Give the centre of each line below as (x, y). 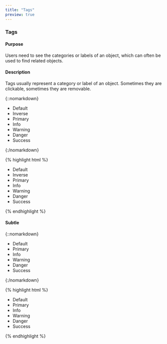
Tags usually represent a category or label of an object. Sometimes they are (83, 83)
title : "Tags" (20, 10)
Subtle (12, 223)
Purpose (14, 44)
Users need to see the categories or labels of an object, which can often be (83, 55)
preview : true (20, 15)
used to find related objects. (34, 60)
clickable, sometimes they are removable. (48, 89)
